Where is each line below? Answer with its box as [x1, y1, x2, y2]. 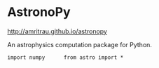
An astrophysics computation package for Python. [7, 40, 153, 49]
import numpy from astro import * [7, 53, 124, 61]
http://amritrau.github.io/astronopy [7, 27, 107, 35]
